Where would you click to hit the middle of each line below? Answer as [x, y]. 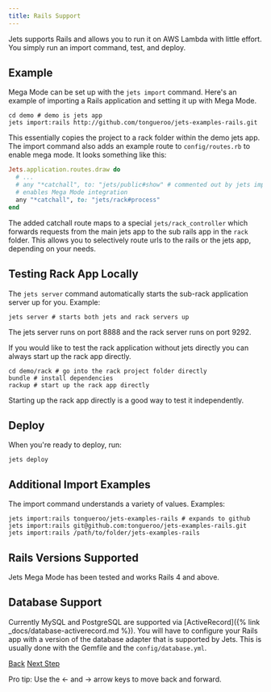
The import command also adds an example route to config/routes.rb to [129, 146]
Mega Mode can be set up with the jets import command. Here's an [123, 92]
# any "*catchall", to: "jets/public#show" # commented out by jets [133, 185]
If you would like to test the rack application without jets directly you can [129, 348]
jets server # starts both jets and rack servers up [99, 317]
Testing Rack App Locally [73, 274]
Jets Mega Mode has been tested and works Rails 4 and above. [114, 577]
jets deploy [28, 460]
